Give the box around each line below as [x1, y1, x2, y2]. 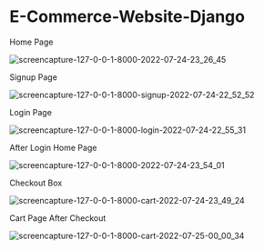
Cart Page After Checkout [9, 212, 107, 224]
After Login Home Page [9, 142, 97, 153]
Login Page [9, 106, 53, 117]
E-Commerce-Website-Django [9, 6, 246, 27]
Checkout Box [9, 177, 63, 188]
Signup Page [9, 71, 57, 83]
